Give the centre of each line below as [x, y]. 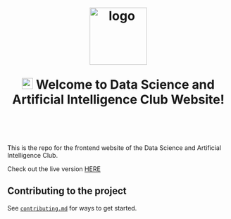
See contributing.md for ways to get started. [72, 208]
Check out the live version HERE [54, 169]
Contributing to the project [67, 191]
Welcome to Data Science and [125, 85]
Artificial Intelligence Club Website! [118, 99]
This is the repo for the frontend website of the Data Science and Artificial [114, 148]
